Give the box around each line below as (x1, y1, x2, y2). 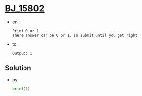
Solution (5, 64, 31, 72)
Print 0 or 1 (12, 28, 39, 33)
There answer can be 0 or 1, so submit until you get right (12, 33, 138, 38)
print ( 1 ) (12, 86, 30, 91)
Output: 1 (12, 51, 33, 56)
